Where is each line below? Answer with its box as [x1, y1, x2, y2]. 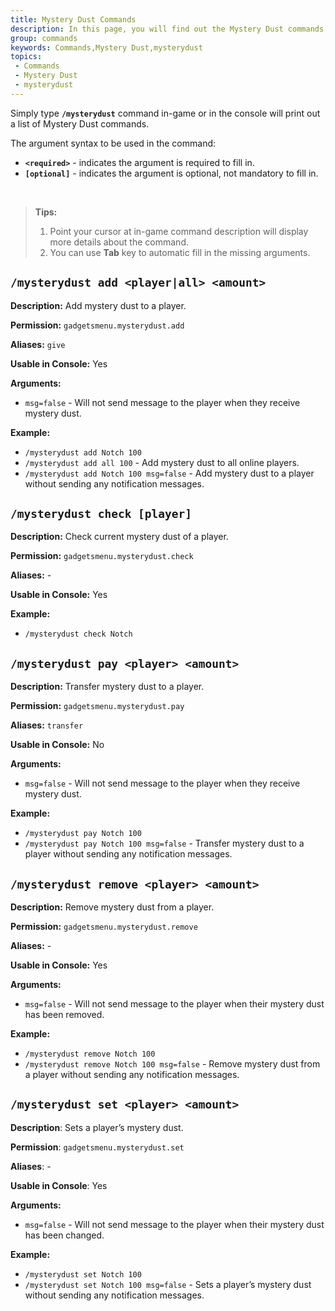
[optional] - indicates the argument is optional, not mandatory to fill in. [24, 167, 319, 179]
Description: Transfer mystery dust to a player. [10, 681, 205, 693]
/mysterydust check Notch [24, 629, 133, 640]
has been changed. [24, 1229, 105, 1241]
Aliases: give [10, 338, 66, 350]
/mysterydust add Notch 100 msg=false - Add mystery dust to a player [24, 467, 315, 479]
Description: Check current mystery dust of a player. [10, 531, 229, 543]
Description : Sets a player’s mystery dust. [10, 1121, 184, 1133]
